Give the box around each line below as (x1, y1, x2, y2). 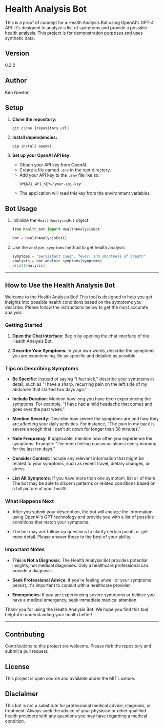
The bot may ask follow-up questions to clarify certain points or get (12, 529, 148, 535)
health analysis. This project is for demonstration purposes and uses (5, 30, 143, 36)
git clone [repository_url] (12, 126, 69, 131)
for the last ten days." (12, 446, 55, 452)
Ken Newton (5, 89, 30, 95)
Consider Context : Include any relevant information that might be (12, 455, 144, 461)
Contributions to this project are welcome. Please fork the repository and (5, 643, 152, 649)
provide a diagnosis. (12, 567, 53, 573)
